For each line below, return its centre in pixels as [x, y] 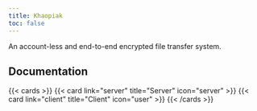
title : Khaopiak [35, 16]
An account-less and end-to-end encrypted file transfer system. [115, 46]
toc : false [27, 23]
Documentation [48, 71]
